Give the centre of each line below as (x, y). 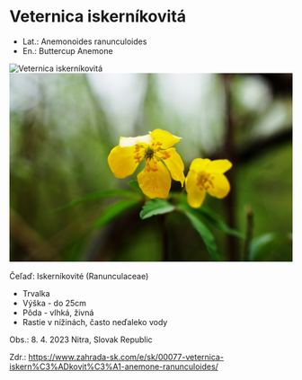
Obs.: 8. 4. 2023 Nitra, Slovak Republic (81, 340)
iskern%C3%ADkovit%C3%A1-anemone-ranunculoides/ (114, 367)
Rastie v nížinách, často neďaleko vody (95, 322)
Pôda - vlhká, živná (58, 313)
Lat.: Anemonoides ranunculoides (84, 41)
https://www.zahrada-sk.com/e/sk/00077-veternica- (126, 357)
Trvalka (36, 293)
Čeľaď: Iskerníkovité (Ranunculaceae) (79, 276)
